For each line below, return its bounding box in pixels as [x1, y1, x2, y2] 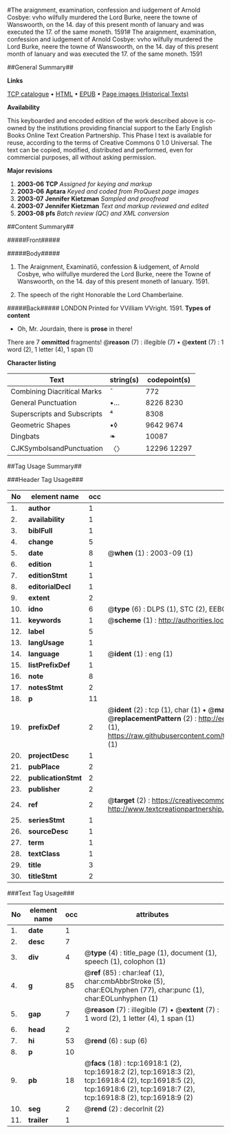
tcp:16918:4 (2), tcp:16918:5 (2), [84, 1075, 195, 1085]
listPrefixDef [28, 660, 71, 669]
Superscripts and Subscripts [10, 409, 103, 418]
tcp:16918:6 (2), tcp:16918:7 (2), [84, 1084, 195, 1093]
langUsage [28, 638, 65, 647]
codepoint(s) [146, 375, 191, 385]
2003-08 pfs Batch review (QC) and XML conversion [16, 210, 170, 217]
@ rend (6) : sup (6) [84, 1036, 148, 1045]
